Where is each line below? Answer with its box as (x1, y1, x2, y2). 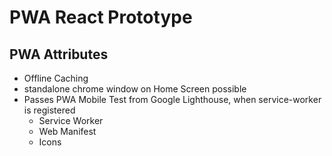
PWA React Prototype (9, 6, 193, 29)
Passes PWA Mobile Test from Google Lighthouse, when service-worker (23, 94, 322, 105)
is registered (23, 104, 76, 116)
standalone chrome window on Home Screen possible (23, 83, 247, 95)
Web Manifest (38, 126, 97, 137)
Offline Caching (23, 72, 89, 84)
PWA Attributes (9, 46, 109, 63)
